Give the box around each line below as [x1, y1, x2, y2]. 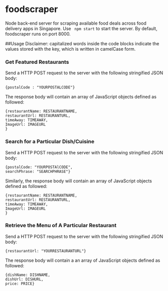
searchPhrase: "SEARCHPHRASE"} [5, 169, 71, 174]
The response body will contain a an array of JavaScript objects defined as [5, 257, 160, 263]
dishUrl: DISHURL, [5, 276, 44, 282]
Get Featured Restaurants [5, 58, 69, 65]
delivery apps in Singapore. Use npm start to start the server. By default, [5, 25, 157, 31]
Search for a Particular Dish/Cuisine [5, 138, 94, 145]
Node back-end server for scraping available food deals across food [5, 20, 146, 26]
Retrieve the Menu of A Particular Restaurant [5, 222, 117, 229]
